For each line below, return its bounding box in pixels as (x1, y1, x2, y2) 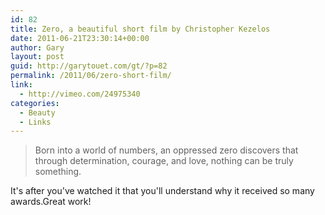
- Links (19, 117, 52, 127)
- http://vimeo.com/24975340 (19, 89, 141, 99)
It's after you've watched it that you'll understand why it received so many (10, 185, 315, 197)
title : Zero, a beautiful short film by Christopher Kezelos (10, 24, 271, 34)
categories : (10, 98, 60, 108)
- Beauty (19, 107, 56, 118)
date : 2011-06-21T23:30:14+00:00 (10, 33, 150, 43)
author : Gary (10, 42, 65, 53)
